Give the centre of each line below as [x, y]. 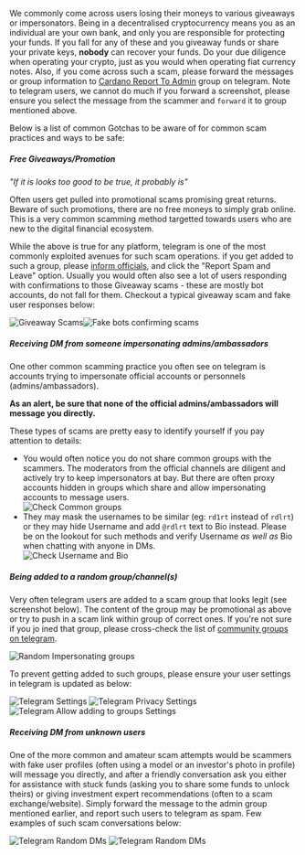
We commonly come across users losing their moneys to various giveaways [152, 13]
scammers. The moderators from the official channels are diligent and [154, 468]
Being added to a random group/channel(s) [94, 576]
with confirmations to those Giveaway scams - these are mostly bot [137, 285]
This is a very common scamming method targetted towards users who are [151, 219]
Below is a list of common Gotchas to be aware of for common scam [138, 128]
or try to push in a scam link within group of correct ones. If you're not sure [151, 619]
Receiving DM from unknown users [78, 732]
